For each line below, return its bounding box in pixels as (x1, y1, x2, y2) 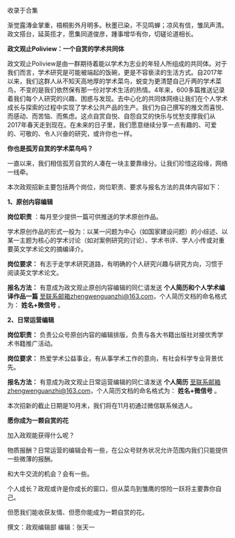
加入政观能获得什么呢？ (7, 431, 75, 439)
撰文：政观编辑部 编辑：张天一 (7, 523, 95, 531)
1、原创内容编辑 (7, 198, 54, 206)
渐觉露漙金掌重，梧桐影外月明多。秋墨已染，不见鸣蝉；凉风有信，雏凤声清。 (7, 21, 228, 29)
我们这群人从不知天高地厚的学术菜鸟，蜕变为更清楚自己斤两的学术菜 (25, 77, 222, 85)
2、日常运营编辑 (7, 316, 55, 324)
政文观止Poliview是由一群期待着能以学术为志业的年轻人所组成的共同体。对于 (7, 59, 227, 68)
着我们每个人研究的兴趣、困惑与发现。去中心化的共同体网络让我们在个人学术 (7, 94, 228, 103)
